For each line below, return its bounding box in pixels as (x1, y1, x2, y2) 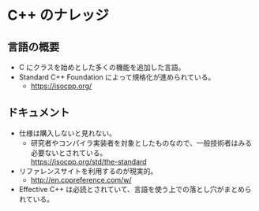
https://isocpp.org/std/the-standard (30, 157, 147, 166)
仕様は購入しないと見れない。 (18, 128, 116, 138)
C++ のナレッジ (7, 6, 110, 24)
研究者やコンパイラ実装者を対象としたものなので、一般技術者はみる (30, 138, 253, 147)
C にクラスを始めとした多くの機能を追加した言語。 (18, 63, 186, 72)
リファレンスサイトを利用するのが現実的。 (18, 166, 158, 176)
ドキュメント (7, 106, 70, 120)
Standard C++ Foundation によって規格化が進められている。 (18, 72, 216, 82)
